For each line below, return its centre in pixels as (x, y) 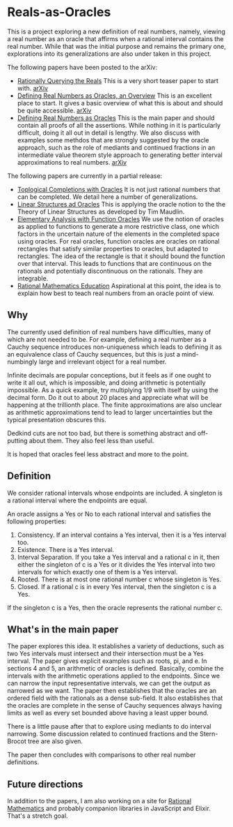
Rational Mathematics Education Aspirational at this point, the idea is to (119, 285)
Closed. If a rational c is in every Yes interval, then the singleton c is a (117, 586)
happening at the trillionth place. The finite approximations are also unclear (114, 405)
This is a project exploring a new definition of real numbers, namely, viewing (116, 31)
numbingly (22, 362)
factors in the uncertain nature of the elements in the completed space (119, 234)
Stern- (209, 734)
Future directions (45, 784)
